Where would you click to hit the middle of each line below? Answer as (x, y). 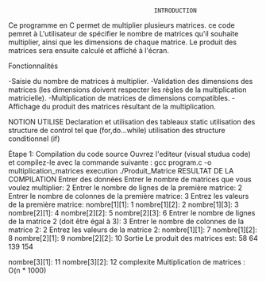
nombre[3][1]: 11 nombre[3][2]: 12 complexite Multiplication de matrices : (127, 262)
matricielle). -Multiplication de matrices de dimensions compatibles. (119, 98)
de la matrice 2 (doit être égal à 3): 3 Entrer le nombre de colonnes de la (126, 221)
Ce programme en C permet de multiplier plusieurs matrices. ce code (122, 25)
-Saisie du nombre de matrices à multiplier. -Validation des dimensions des (131, 81)
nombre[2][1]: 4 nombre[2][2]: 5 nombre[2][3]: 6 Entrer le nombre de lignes (132, 213)
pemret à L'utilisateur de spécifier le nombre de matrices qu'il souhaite (123, 34)
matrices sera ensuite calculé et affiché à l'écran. (89, 50)
